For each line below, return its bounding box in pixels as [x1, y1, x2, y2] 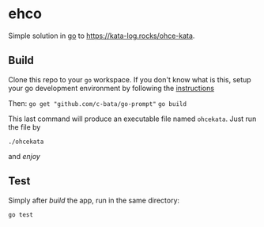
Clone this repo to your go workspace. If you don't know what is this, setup [8, 74, 251, 84]
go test [8, 210, 34, 218]
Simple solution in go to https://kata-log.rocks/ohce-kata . [8, 31, 195, 40]
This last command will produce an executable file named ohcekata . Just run [8, 114, 257, 123]
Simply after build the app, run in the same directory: [8, 195, 180, 205]
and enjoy [8, 151, 41, 161]
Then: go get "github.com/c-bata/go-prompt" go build [8, 98, 187, 108]
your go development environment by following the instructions [8, 83, 215, 93]
